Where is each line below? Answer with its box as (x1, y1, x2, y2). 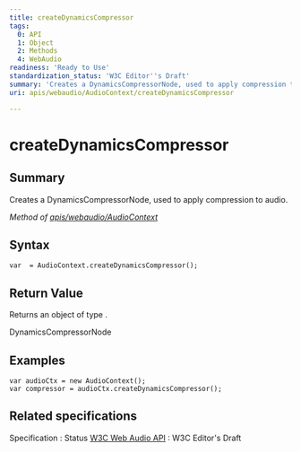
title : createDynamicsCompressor (9, 13, 134, 22)
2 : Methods (17, 47, 58, 56)
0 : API (17, 30, 42, 39)
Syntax (9, 237, 50, 252)
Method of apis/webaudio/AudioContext (9, 212, 159, 222)
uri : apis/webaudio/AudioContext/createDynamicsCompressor (9, 88, 235, 97)
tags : (9, 22, 30, 30)
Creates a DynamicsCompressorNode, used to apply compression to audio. (9, 194, 288, 204)
